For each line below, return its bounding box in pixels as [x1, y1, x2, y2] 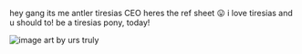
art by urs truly [44, 35, 99, 45]
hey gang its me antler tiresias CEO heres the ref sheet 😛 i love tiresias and [9, 8, 294, 18]
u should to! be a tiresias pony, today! [9, 17, 151, 28]
